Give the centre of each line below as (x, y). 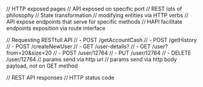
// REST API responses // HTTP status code (60, 78)
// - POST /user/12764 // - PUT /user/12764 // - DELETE (122, 53)
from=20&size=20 (29, 53)
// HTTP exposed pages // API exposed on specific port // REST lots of (94, 9)
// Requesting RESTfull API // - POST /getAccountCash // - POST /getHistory (101, 40)
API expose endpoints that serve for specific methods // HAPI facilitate (95, 22)
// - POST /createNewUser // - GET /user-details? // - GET (78, 46)
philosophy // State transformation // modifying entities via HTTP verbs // (98, 15)
